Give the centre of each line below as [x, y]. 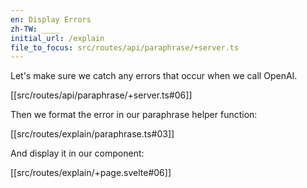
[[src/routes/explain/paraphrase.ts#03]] [92, 134]
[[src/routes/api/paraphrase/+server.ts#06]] [101, 95]
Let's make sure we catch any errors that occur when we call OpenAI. [154, 76]
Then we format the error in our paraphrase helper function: [134, 115]
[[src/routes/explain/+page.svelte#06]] [91, 173]
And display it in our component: [77, 153]
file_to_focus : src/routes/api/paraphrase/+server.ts [125, 47]
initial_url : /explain [57, 38]
